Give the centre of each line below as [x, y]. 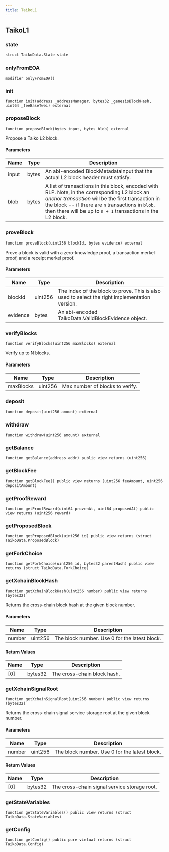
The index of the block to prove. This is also [109, 291]
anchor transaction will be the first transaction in [102, 199]
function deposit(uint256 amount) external [52, 412]
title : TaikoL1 [21, 10]
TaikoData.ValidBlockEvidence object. [103, 318]
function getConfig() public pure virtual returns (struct [68, 840]
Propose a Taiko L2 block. [32, 138]
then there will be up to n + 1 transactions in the [102, 211]
